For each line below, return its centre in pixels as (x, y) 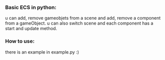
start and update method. (31, 29)
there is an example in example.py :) (42, 52)
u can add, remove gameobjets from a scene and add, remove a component (83, 18)
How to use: (20, 41)
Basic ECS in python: (31, 7)
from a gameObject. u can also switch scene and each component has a (79, 23)
